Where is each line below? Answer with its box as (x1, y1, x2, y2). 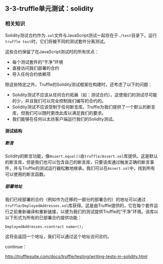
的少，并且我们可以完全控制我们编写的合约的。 (12, 98, 106, 103)
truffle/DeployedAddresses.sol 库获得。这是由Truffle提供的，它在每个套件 (5, 203, 154, 209)
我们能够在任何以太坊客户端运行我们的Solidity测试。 (12, 116, 117, 122)
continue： (5, 244, 27, 250)
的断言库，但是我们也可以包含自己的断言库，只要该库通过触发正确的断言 (5, 159, 150, 165)
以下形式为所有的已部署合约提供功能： (5, 215, 82, 221)
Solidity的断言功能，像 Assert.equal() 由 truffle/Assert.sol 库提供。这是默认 (5, 153, 158, 159)
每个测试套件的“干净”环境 (12, 59, 63, 65)
